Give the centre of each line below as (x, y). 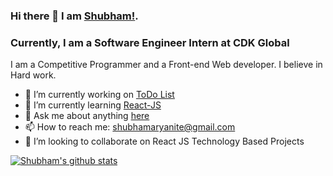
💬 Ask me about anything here (87, 116)
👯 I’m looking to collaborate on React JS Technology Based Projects (164, 141)
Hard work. (33, 75)
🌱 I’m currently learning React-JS (93, 105)
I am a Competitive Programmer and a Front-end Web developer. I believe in (166, 65)
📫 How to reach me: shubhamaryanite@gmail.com (130, 127)
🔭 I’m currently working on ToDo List (99, 95)
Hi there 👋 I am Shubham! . (74, 16)
